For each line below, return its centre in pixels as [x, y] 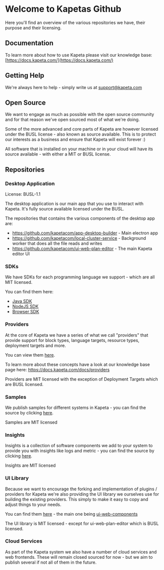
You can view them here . [30, 355]
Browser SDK [25, 312]
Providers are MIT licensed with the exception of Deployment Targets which [82, 379]
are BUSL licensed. [24, 384]
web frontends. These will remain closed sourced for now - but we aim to [79, 557]
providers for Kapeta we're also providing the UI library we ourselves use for [82, 494]
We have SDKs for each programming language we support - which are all [80, 277]
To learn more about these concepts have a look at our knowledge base [78, 364]
